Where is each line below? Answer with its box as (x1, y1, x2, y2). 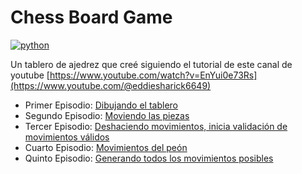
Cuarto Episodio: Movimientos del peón (24, 141, 188, 153)
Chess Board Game (10, 6, 173, 29)
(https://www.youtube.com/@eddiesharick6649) (10, 79, 212, 91)
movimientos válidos (24, 131, 110, 143)
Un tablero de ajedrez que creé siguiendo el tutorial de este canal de (10, 58, 293, 70)
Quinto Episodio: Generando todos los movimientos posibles (24, 152, 274, 164)
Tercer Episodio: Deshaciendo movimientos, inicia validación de (24, 120, 288, 132)
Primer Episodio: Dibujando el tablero (24, 99, 179, 111)
